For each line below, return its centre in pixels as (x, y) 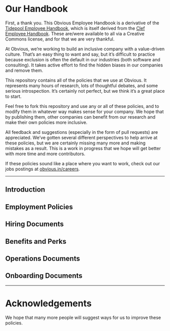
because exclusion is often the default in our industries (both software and (83, 59)
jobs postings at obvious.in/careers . (42, 169)
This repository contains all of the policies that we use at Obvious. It (76, 80)
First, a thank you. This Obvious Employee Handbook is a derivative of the (82, 23)
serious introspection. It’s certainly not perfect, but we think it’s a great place (85, 91)
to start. (13, 96)
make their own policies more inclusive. (46, 122)
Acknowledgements (49, 303)
